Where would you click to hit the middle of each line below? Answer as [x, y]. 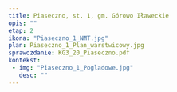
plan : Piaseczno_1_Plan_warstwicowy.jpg [77, 46]
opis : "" [23, 23]
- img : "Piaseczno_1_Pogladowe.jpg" [73, 68]
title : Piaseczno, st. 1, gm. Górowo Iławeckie [89, 16]
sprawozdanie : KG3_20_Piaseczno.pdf [69, 53]
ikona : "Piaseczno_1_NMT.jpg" [59, 38]
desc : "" [33, 75]
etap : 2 [21, 30]
